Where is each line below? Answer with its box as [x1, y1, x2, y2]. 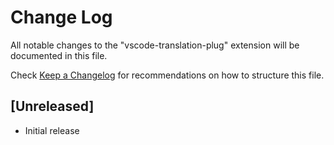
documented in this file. [10, 49, 108, 61]
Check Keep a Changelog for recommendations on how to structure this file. [10, 69, 325, 81]
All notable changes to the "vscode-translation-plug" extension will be [10, 39, 300, 51]
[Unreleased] [10, 98, 95, 115]
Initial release [24, 124, 80, 136]
